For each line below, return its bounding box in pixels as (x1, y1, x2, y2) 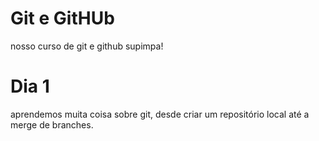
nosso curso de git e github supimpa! (10, 40, 164, 52)
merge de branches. (10, 118, 94, 131)
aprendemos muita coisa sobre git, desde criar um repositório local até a (10, 108, 310, 120)
